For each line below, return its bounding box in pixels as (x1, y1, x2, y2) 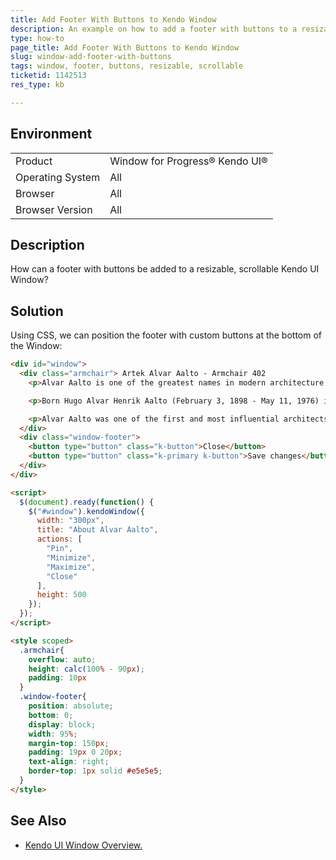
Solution (10, 302, 64, 320)
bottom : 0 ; (28, 710, 74, 720)
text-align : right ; (28, 757, 110, 767)
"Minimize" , (46, 552, 97, 563)
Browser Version (15, 202, 93, 216)
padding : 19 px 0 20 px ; (28, 747, 123, 758)
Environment (10, 126, 93, 143)
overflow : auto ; (28, 654, 97, 665)
